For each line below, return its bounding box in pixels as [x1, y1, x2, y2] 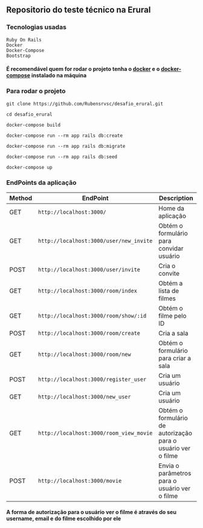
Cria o [158, 262, 176, 270]
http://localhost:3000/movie [38, 477, 122, 484]
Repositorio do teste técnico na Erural [6, 5, 151, 15]
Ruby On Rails [6, 36, 42, 43]
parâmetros [158, 469, 192, 477]
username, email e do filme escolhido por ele [6, 515, 121, 523]
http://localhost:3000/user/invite [38, 266, 141, 273]
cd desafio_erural [6, 111, 53, 117]
